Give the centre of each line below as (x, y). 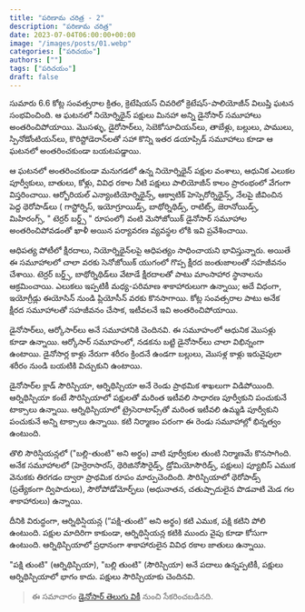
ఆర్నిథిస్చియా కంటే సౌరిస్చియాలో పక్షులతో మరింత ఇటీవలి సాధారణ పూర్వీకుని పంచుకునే (148, 397)
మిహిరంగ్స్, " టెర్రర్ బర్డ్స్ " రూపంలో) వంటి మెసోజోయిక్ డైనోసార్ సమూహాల (128, 218)
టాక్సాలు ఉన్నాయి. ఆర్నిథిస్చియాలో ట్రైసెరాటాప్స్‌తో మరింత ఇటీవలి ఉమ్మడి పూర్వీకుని (144, 409)
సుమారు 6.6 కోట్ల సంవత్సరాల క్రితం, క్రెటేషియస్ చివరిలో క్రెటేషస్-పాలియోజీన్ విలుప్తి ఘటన (152, 103)
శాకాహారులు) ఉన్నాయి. (46, 500)
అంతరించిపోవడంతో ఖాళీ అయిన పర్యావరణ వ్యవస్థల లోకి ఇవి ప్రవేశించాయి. (129, 230)
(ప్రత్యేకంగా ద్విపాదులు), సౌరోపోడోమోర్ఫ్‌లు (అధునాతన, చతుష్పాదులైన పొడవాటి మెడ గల (152, 488)
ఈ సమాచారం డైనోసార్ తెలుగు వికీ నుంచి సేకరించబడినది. (122, 596)
